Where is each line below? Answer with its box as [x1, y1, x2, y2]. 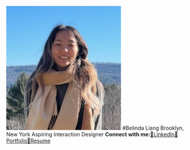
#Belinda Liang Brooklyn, [122, 124, 184, 131]
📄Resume [26, 137, 51, 144]
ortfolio [6, 137, 28, 144]
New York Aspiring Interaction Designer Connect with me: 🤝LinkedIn [6, 131, 175, 137]
